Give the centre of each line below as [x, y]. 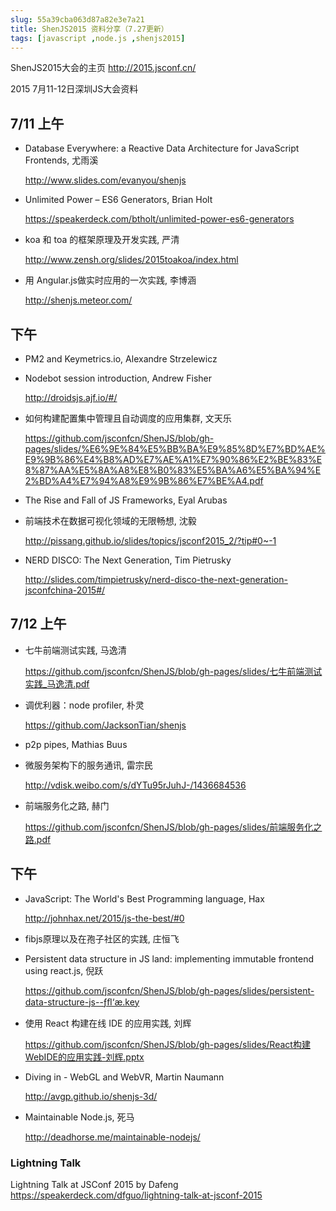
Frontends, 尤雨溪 [61, 160]
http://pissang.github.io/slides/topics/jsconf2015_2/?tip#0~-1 [150, 540]
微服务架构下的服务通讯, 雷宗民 [88, 765]
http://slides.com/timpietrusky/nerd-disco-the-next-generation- [156, 579]
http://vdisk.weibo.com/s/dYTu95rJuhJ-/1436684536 [135, 785]
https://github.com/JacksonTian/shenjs [105, 725]
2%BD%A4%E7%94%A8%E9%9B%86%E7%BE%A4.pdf [144, 480]
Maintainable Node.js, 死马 [79, 1117]
